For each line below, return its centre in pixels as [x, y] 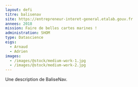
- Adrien [19, 51]
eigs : [11, 42]
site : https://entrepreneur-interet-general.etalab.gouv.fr [69, 19]
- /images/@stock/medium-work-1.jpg [48, 61]
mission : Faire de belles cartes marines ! [51, 28]
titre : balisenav [23, 14]
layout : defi [19, 10]
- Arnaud [19, 47]
